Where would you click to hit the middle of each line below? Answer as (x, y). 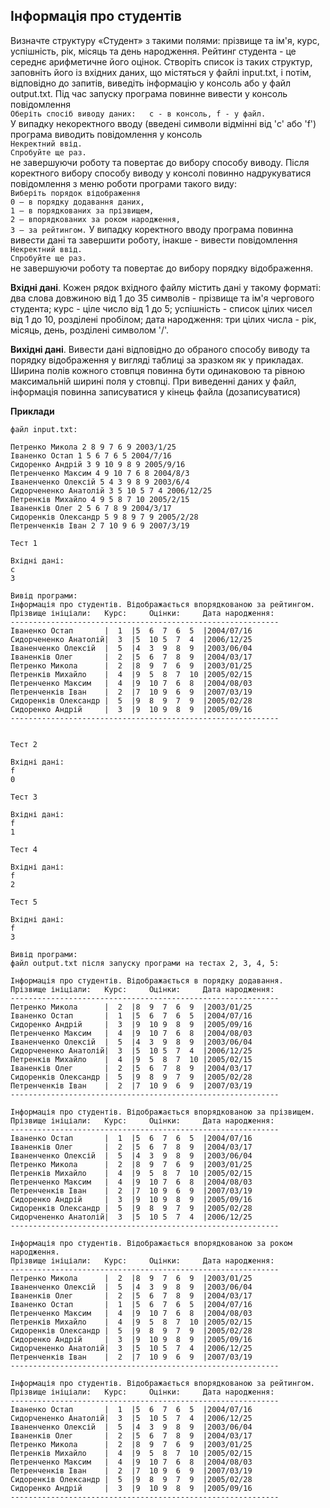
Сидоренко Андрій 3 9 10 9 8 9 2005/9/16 (98, 464)
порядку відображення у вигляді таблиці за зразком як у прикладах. (157, 360)
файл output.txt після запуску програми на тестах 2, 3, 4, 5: (145, 963)
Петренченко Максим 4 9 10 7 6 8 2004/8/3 (100, 473)
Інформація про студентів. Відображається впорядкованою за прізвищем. (162, 1112)
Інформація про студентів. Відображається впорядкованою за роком (151, 1243)
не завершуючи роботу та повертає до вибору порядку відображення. (162, 268)
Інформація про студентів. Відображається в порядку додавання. (147, 980)
